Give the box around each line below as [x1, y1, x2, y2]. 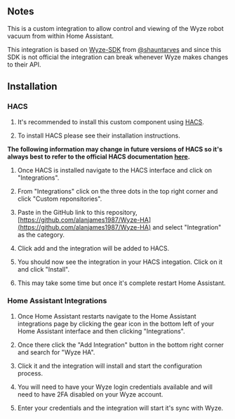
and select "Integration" [152, 222, 222, 231]
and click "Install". [17, 265, 70, 273]
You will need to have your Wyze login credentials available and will [17, 383, 213, 391]
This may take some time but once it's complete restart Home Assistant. [17, 279, 226, 287]
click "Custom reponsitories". [17, 194, 102, 203]
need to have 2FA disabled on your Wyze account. [17, 390, 163, 399]
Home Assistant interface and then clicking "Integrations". [17, 326, 185, 335]
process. [17, 368, 43, 378]
